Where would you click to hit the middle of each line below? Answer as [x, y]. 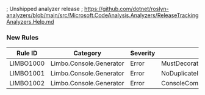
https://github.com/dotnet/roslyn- [127, 9]
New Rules [23, 37]
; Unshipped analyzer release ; [45, 9]
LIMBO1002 [27, 83]
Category [87, 53]
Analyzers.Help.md [30, 22]
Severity [143, 53]
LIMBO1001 [27, 74]
